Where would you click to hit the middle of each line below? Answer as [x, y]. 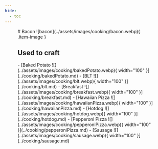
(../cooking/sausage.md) [43, 141]
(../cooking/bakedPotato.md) [48, 76]
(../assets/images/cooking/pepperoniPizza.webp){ [71, 125]
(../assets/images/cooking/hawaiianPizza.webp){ [69, 103]
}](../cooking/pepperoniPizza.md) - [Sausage [65, 130]
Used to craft [39, 53]
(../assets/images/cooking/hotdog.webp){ [62, 114]
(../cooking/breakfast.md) [45, 97]
